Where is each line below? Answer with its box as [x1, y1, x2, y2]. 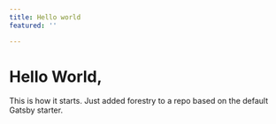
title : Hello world [9, 12, 81, 22]
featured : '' [9, 21, 57, 30]
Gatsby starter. [9, 105, 64, 115]
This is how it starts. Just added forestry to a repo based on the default [9, 96, 269, 106]
